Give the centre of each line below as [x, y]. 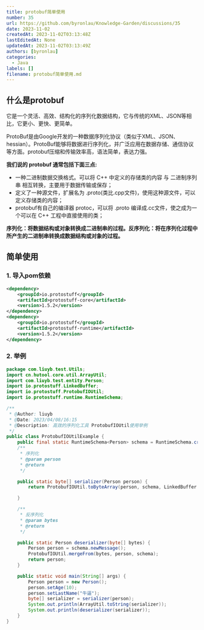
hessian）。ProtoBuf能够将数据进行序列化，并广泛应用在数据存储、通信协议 [100, 144]
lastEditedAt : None [31, 40]
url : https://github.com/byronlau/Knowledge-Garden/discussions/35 [93, 23]
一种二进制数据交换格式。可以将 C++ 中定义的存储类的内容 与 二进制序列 [106, 177]
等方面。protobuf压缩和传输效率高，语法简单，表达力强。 [78, 152]
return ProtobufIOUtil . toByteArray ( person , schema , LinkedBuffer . [114, 487]
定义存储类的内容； [39, 200]
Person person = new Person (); [68, 582]
